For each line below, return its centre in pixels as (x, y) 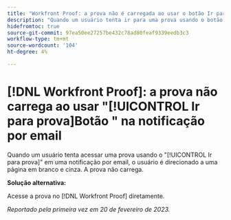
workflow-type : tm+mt (38, 39)
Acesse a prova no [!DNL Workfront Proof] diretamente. (86, 196)
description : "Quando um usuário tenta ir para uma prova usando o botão (115, 20)
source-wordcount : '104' (43, 45)
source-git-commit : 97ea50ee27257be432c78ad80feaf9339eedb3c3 (98, 33)
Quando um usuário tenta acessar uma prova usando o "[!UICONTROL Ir (110, 155)
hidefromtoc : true (33, 26)
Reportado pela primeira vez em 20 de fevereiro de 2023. (89, 209)
